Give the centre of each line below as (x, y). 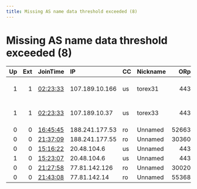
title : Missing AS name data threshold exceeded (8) (72, 11)
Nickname (151, 71)
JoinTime (51, 71)
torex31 (148, 88)
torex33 (148, 113)
